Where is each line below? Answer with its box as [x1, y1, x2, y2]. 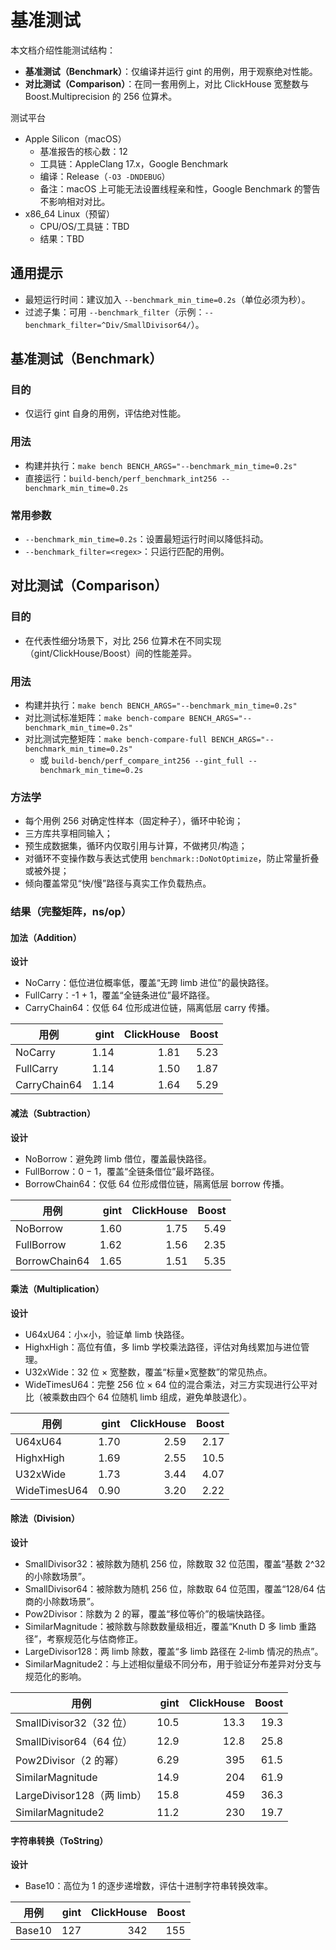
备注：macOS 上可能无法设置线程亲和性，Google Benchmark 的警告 [39, 182, 321, 195]
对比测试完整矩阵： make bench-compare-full [24, 733, 208, 745]
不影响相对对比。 [39, 195, 111, 207]
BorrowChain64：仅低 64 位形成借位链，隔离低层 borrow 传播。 [24, 1177, 290, 1190]
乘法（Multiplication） [10, 1283, 105, 1295]
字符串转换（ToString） [10, 1834, 109, 1846]
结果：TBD [39, 232, 85, 245]
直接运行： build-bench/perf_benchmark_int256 [24, 472, 218, 484]
